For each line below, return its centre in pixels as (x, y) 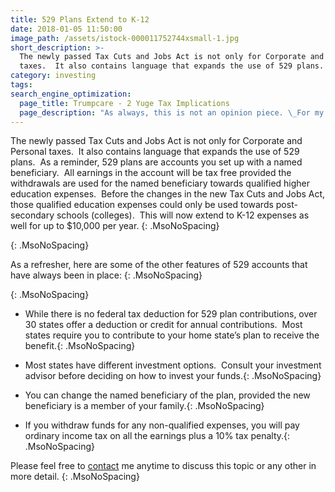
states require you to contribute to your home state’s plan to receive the (172, 335)
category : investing (53, 76)
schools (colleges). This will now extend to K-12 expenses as (183, 215)
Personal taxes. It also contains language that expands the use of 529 (155, 152)
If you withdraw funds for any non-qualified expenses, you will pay (162, 425)
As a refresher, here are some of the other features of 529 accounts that (159, 265)
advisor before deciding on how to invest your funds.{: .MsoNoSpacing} (173, 376)
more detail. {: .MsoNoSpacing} (75, 477)
